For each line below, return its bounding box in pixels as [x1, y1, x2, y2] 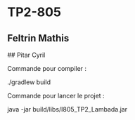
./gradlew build [7, 78, 51, 86]
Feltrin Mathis [7, 32, 70, 44]
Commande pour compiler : [7, 65, 86, 72]
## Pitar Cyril [7, 51, 46, 59]
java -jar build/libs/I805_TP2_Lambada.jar [7, 105, 128, 113]
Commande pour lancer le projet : [7, 92, 105, 100]
